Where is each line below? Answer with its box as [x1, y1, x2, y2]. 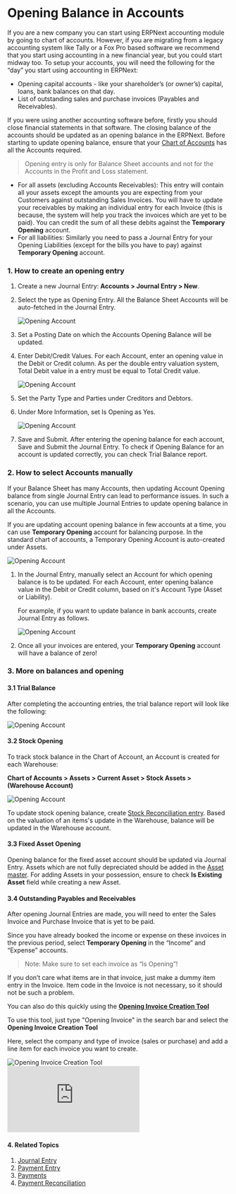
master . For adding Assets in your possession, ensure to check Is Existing [7, 870, 223, 879]
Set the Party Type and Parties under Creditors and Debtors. [17, 394, 193, 403]
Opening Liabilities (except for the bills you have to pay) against [17, 240, 202, 249]
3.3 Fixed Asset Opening [7, 839, 81, 849]
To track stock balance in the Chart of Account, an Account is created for [7, 752, 220, 761]
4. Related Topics [7, 1140, 59, 1149]
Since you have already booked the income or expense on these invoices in [7, 931, 227, 940]
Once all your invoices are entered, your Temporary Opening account [17, 641, 221, 649]
